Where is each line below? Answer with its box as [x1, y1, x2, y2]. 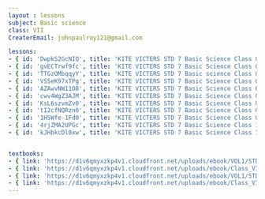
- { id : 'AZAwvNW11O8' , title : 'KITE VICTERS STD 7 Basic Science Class [8, 84, 252, 92]
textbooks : [8, 149, 44, 158]
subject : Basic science [8, 19, 87, 27]
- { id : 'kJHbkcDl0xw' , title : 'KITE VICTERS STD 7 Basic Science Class [8, 129, 252, 137]
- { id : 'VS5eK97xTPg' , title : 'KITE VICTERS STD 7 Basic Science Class [8, 77, 252, 85]
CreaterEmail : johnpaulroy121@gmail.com [8, 33, 144, 42]
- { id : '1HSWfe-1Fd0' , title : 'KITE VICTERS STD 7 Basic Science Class [8, 114, 252, 122]
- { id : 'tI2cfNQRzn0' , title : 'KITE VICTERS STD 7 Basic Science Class [8, 107, 252, 115]
